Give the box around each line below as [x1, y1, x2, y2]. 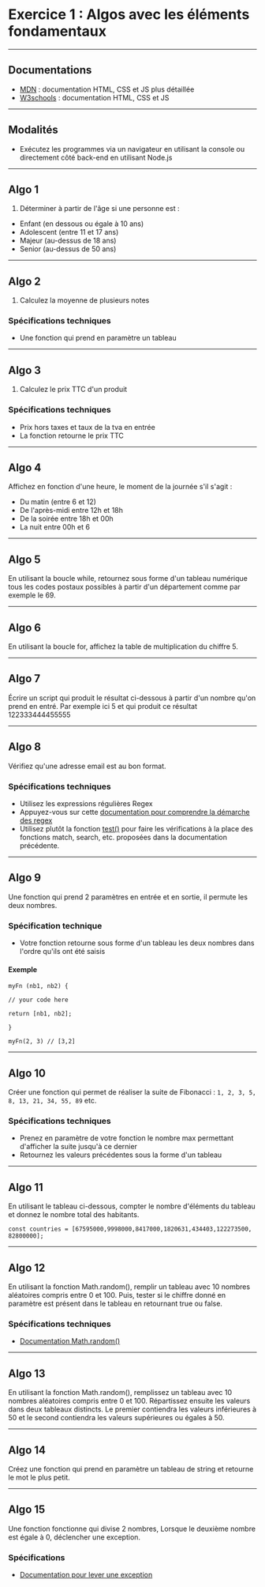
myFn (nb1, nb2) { [8, 982, 69, 990]
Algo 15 [8, 1503, 46, 1517]
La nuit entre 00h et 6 [19, 522, 91, 532]
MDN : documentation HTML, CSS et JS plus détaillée [19, 85, 195, 94]
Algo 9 [8, 871, 42, 884]
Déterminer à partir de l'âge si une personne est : [19, 204, 180, 213]
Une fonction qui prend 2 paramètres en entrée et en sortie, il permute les [8, 892, 248, 902]
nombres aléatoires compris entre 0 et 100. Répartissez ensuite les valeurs [8, 1397, 251, 1406]
